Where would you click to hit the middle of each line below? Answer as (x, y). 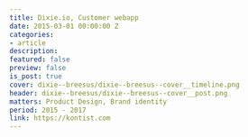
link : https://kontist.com (60, 118)
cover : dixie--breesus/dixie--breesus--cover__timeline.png (125, 85)
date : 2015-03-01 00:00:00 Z (64, 26)
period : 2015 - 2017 (48, 110)
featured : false (40, 59)
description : (34, 51)
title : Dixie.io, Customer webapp (74, 18)
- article (28, 43)
